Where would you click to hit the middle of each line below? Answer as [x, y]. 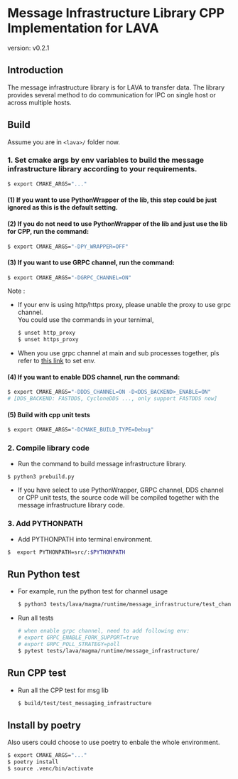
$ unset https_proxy [48, 340]
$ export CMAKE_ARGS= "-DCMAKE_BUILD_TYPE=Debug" [81, 430]
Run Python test [44, 574]
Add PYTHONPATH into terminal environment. [85, 539]
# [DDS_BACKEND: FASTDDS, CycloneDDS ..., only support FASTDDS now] [113, 399]
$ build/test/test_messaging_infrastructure [85, 703]
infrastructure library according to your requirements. [102, 169]
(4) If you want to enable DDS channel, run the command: [94, 377]
